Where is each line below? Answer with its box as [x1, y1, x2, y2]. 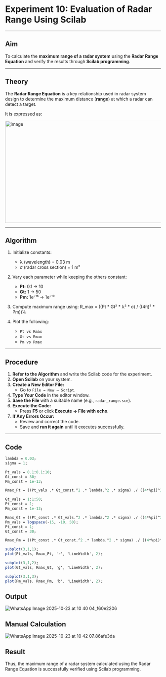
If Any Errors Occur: [12, 413, 54, 419]
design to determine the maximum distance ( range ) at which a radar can [5, 96, 153, 102]
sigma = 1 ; [5, 460, 28, 465]
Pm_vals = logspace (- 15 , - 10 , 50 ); [5, 520, 79, 525]
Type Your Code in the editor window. [12, 392, 90, 398]
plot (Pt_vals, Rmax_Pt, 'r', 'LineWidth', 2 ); [5, 551, 103, 557]
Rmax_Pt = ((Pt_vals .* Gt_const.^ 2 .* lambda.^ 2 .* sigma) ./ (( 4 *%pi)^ [5, 488, 161, 493]
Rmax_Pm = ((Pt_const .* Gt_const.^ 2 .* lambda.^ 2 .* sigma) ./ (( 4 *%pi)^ [5, 538, 163, 543]
